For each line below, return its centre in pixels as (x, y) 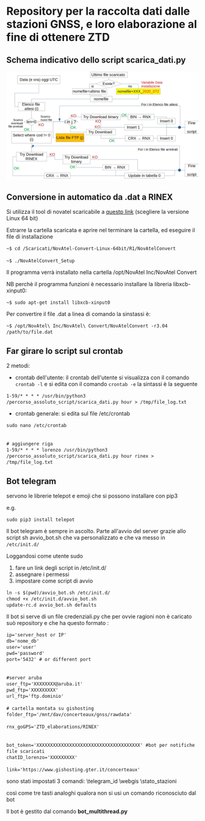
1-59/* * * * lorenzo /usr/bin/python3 (57, 450)
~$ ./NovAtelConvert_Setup (41, 261)
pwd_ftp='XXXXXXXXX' (33, 690)
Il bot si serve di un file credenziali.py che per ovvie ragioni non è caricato (99, 616)
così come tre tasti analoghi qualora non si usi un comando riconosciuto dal (101, 793)
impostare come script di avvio (54, 581)
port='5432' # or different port (49, 659)
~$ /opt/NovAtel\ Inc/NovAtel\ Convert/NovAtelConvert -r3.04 (87, 326)
